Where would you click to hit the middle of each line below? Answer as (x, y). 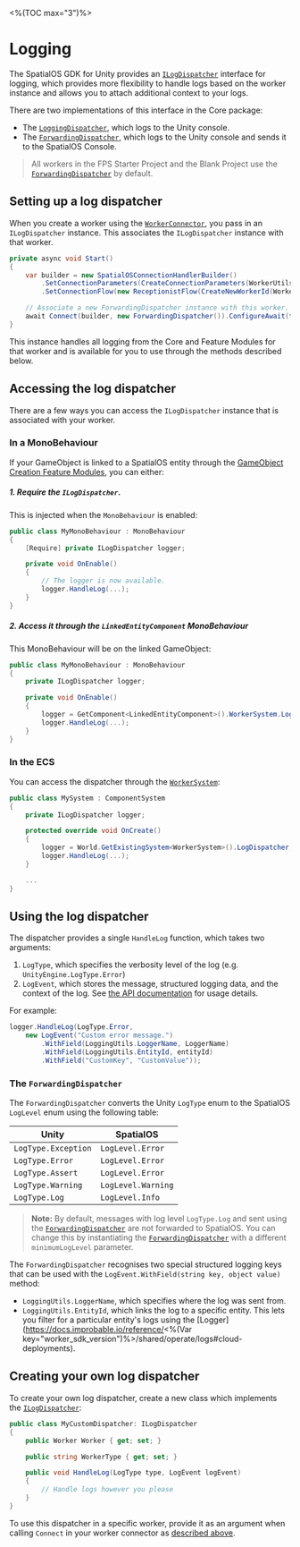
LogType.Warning (48, 1186)
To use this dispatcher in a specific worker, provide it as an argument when (147, 1523)
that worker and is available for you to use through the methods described (146, 351)
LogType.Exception (53, 1148)
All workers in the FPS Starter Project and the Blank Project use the (154, 164)
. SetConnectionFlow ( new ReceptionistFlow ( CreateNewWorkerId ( (158, 292)
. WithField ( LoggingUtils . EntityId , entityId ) (128, 1052)
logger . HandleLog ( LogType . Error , (71, 1027)
